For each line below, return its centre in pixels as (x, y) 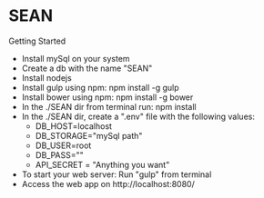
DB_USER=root (63, 145)
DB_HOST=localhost (74, 126)
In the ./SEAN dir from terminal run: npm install (109, 106)
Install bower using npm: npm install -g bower (107, 97)
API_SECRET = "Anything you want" (102, 164)
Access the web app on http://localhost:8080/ (108, 183)
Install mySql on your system (76, 58)
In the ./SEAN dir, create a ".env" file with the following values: (138, 116)
